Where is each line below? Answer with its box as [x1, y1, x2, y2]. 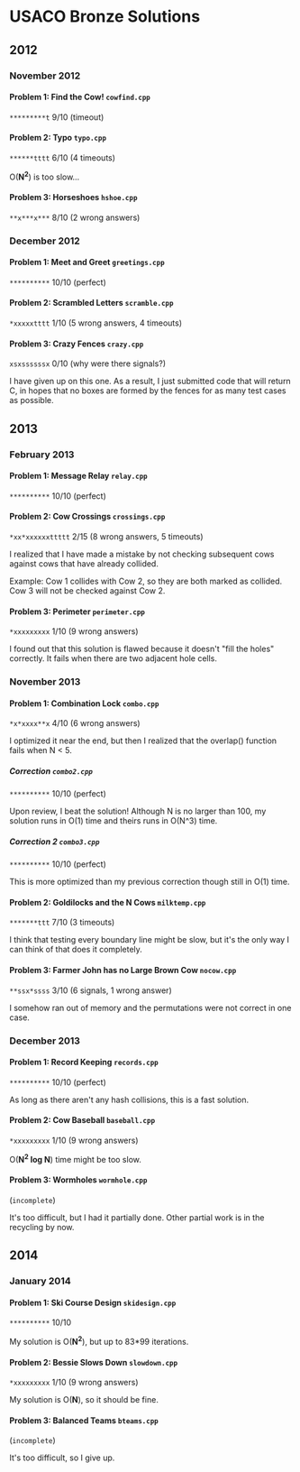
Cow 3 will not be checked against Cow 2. [9, 585, 166, 596]
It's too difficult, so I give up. [9, 1452, 115, 1463]
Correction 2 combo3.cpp [9, 836, 100, 847]
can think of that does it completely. [9, 944, 142, 955]
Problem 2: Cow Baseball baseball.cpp [9, 1115, 156, 1126]
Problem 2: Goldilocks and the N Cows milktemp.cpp [9, 897, 206, 907]
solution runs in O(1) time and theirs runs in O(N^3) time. [9, 815, 218, 826]
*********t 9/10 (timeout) [9, 111, 105, 123]
